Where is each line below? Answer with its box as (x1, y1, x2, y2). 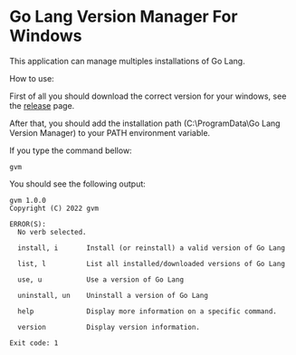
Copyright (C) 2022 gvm (9, 204, 100, 213)
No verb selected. (17, 227, 88, 236)
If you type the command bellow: (9, 145, 133, 156)
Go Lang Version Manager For (9, 6, 238, 27)
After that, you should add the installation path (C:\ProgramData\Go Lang (9, 118, 281, 129)
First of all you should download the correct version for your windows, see (9, 91, 287, 101)
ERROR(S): (9, 219, 47, 228)
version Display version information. (17, 322, 201, 331)
